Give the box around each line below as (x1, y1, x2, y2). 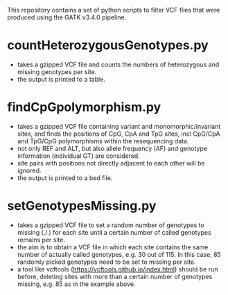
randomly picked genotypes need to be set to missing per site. (17, 258, 196, 266)
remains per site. (17, 235, 66, 244)
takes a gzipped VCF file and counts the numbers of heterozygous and (17, 60, 220, 69)
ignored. (17, 166, 42, 175)
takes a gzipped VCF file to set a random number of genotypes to (17, 221, 204, 229)
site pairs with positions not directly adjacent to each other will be (17, 159, 205, 167)
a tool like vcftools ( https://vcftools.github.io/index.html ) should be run (17, 265, 218, 273)
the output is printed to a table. (17, 75, 106, 83)
